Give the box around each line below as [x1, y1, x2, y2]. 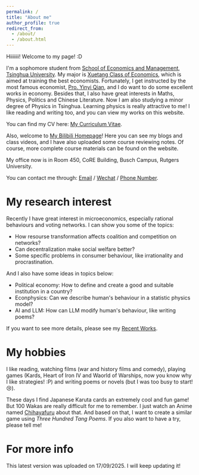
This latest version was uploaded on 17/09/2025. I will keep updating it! [6, 462, 181, 469]
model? [14, 300, 33, 308]
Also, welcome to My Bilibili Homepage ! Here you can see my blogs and [6, 132, 183, 139]
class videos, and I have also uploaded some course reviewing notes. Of [6, 139, 184, 145]
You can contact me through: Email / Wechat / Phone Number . [6, 174, 159, 181]
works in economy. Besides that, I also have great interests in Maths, [6, 90, 175, 97]
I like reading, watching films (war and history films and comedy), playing [6, 365, 186, 372]
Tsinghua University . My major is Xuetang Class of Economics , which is [6, 71, 182, 78]
